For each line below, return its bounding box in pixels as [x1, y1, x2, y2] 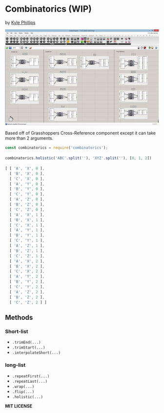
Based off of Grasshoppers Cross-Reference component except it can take [5, 130, 156, 136]
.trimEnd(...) [12, 340, 41, 345]
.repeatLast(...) [12, 379, 48, 384]
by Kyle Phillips [5, 20, 36, 25]
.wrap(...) [12, 384, 35, 389]
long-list [5, 362, 26, 369]
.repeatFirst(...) [12, 373, 50, 379]
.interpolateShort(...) [12, 351, 61, 355]
